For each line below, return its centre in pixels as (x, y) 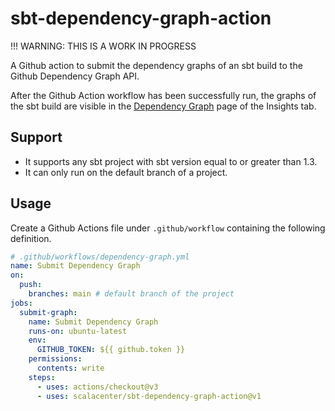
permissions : (55, 359)
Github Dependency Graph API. (75, 76)
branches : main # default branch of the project (131, 294)
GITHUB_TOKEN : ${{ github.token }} (111, 350)
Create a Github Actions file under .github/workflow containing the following (168, 228)
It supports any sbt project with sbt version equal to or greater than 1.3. (171, 161)
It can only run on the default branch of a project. (126, 172)
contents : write (70, 368)
